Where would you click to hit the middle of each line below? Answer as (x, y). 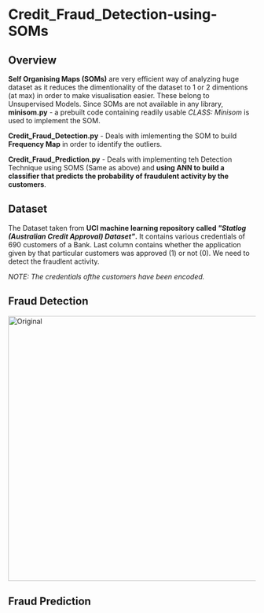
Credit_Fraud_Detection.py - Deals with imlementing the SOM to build (123, 136)
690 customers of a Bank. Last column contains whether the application (125, 244)
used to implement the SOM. (54, 120)
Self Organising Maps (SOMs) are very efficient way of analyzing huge (124, 79)
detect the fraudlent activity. (54, 261)
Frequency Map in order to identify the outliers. (85, 144)
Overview (33, 60)
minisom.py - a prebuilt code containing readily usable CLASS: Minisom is (129, 112)
